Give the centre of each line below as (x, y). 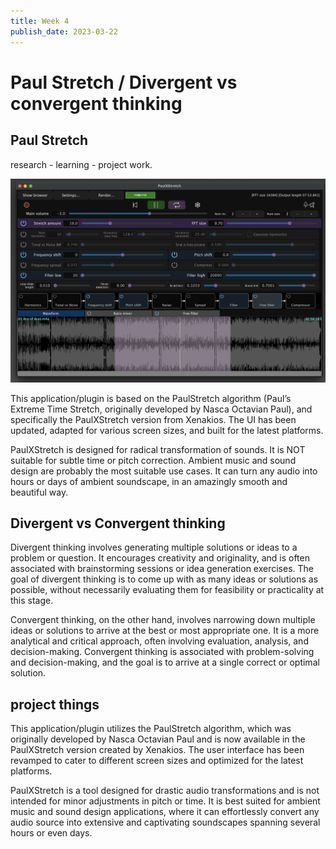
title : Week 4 (40, 21)
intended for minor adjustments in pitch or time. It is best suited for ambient (165, 801)
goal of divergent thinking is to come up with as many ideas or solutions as (164, 579)
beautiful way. (39, 492)
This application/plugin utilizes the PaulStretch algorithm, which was (151, 729)
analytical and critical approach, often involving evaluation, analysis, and (159, 641)
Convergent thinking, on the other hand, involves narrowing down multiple (163, 620)
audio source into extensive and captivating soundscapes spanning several (165, 822)
